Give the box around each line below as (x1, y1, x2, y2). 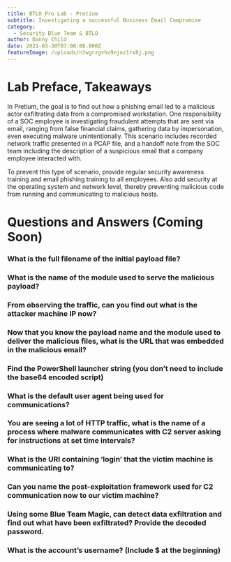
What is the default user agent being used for (7, 391, 164, 401)
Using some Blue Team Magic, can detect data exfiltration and (7, 510, 222, 519)
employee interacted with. (7, 154, 82, 162)
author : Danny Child (7, 36, 68, 43)
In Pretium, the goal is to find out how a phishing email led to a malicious (7, 102, 215, 110)
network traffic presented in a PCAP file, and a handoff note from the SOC (7, 139, 220, 147)
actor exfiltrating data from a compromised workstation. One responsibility (7, 109, 222, 118)
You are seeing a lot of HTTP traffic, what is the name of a (7, 418, 206, 428)
